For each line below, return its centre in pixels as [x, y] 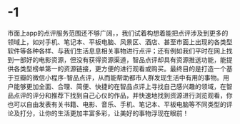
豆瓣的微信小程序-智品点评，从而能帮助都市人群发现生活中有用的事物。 [118, 77]
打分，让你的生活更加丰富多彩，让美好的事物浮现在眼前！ [104, 113]
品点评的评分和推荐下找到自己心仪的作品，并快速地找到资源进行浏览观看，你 [120, 95]
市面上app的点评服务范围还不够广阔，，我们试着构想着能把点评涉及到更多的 [118, 33]
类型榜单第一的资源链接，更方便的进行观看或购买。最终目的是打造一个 [123, 68]
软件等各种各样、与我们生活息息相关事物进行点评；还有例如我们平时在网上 [117, 51]
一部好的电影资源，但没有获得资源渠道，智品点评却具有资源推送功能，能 [120, 60]
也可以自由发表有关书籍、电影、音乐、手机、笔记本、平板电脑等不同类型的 [117, 104]
